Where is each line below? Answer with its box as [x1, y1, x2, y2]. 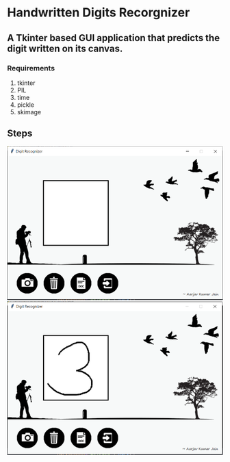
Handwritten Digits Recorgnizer [7, 5, 190, 21]
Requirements [7, 63, 55, 73]
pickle [16, 101, 34, 109]
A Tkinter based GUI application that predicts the [7, 32, 220, 44]
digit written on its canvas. [7, 42, 123, 54]
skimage [16, 107, 42, 116]
